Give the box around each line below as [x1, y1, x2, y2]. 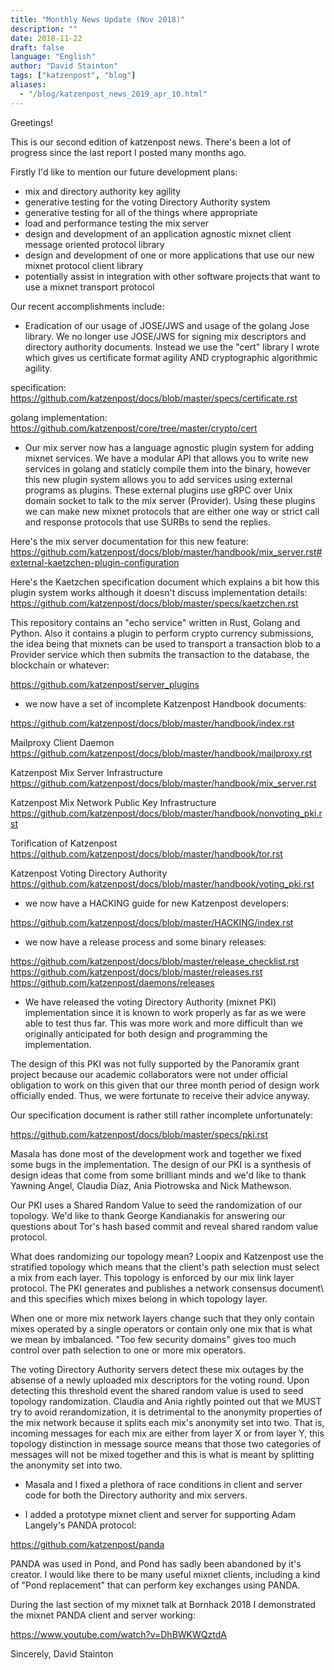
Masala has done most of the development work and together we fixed [10, 1147, 302, 1160]
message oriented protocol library [24, 238, 165, 250]
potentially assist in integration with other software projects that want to [24, 270, 321, 282]
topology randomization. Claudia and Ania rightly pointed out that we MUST [10, 1395, 322, 1407]
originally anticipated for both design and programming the [24, 1027, 268, 1040]
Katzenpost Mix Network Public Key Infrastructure [10, 796, 217, 808]
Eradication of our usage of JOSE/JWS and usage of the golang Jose [24, 319, 310, 331]
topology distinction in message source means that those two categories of [10, 1437, 322, 1450]
